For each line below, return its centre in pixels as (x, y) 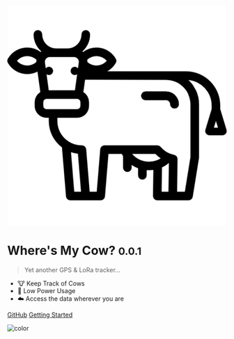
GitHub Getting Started (40, 315)
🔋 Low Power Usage (46, 290)
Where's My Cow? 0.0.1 (75, 251)
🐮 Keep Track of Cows (51, 283)
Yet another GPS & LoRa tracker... (72, 269)
